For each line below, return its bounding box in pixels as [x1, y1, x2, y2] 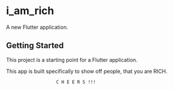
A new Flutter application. [6, 24, 68, 31]
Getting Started [6, 41, 64, 51]
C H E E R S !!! [56, 79, 96, 85]
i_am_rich [6, 4, 55, 18]
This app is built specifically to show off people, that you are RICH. [6, 68, 168, 75]
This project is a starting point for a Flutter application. [6, 56, 138, 63]
